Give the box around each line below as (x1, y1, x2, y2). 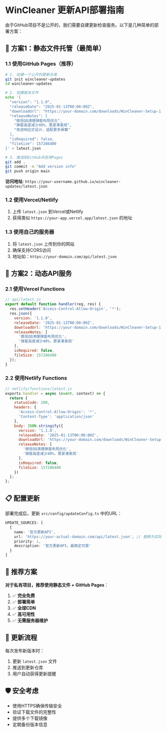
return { (9, 396, 28, 401)
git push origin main (5, 169, 50, 174)
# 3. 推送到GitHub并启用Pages (5, 155, 63, 160)
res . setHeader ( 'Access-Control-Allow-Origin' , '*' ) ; (9, 306, 121, 311)
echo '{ (5, 95, 21, 100)
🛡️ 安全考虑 (5, 687, 39, 695)
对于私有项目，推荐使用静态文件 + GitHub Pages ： (5, 582, 109, 588)
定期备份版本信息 (12, 722, 48, 728)
